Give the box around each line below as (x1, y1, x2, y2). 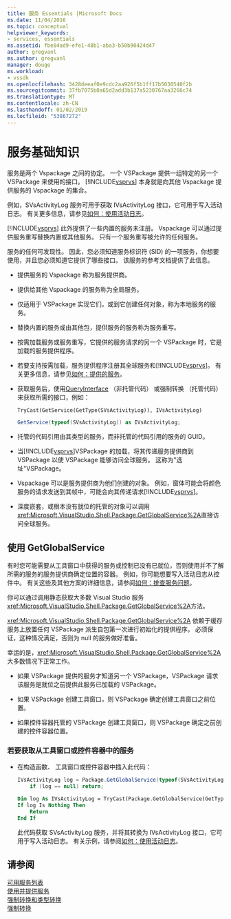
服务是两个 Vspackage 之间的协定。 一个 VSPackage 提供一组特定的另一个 (7, 168, 219, 177)
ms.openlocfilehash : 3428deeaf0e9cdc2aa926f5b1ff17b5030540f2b (7, 81, 192, 88)
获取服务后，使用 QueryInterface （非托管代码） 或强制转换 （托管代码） (16, 384, 222, 393)
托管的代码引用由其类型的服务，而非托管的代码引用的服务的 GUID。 (16, 433, 209, 441)
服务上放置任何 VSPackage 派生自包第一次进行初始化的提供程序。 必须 (7, 625, 208, 633)
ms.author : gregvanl (7, 55, 67, 62)
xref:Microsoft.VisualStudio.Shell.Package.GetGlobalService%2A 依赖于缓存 (7, 617, 223, 625)
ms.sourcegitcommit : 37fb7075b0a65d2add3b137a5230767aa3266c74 (7, 87, 192, 94)
